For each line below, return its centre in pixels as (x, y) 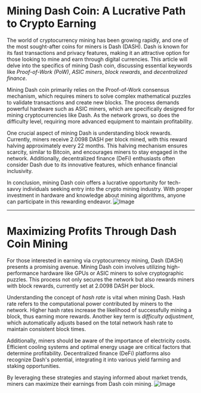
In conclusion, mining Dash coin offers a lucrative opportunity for (86, 182)
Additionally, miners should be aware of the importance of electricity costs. (99, 341)
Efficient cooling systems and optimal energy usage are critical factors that (99, 346)
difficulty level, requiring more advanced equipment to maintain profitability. (100, 121)
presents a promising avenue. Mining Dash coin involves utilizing (86, 267)
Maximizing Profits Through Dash (92, 231)
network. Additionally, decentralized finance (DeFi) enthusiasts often (91, 158)
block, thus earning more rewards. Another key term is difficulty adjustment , (101, 316)
